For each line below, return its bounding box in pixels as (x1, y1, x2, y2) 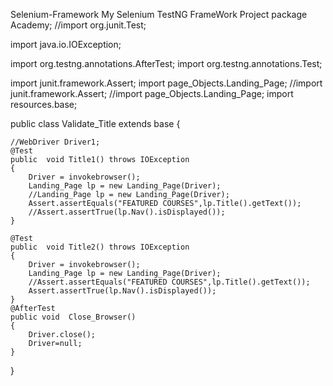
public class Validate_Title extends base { (10, 118, 181, 129)
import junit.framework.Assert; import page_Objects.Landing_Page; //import (10, 77, 323, 89)
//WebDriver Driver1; (10, 137, 101, 147)
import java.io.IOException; (10, 39, 122, 50)
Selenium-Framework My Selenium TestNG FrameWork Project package (10, 9, 308, 20)
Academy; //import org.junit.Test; (10, 19, 147, 31)
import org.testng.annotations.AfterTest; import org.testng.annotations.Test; (10, 58, 323, 69)
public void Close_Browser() (10, 312, 137, 322)
